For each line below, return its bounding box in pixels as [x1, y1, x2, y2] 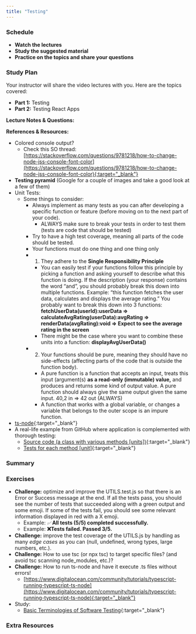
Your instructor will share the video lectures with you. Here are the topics [6, 81, 182, 88]
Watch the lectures [14, 41, 63, 48]
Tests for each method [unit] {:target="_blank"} [23, 445, 136, 452]
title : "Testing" [6, 8, 49, 15]
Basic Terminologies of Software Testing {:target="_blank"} [23, 607, 165, 614]
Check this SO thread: [23, 146, 77, 153]
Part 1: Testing [14, 99, 50, 106]
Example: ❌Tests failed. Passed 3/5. [23, 526, 112, 533]
